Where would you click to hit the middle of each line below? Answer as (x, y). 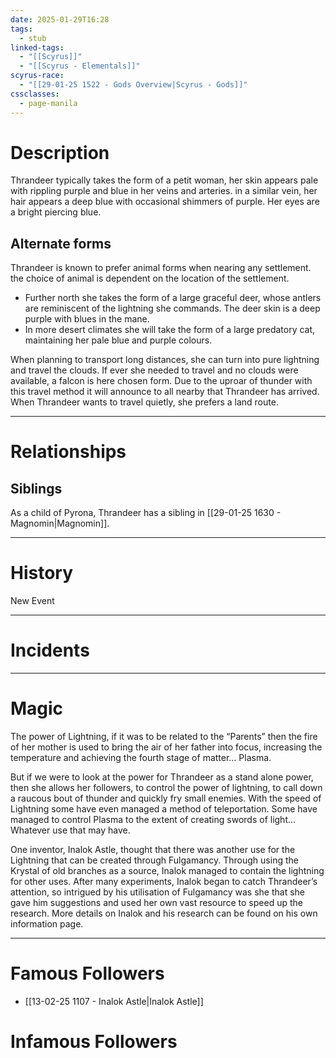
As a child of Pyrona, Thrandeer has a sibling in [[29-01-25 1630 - (146, 513)
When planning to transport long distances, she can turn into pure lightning (165, 360)
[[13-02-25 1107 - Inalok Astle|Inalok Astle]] (114, 1001)
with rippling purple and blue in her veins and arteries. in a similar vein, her (164, 191)
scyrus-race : (37, 76)
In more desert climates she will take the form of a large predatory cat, (170, 330)
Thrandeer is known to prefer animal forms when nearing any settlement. (161, 268)
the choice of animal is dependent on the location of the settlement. (150, 278)
